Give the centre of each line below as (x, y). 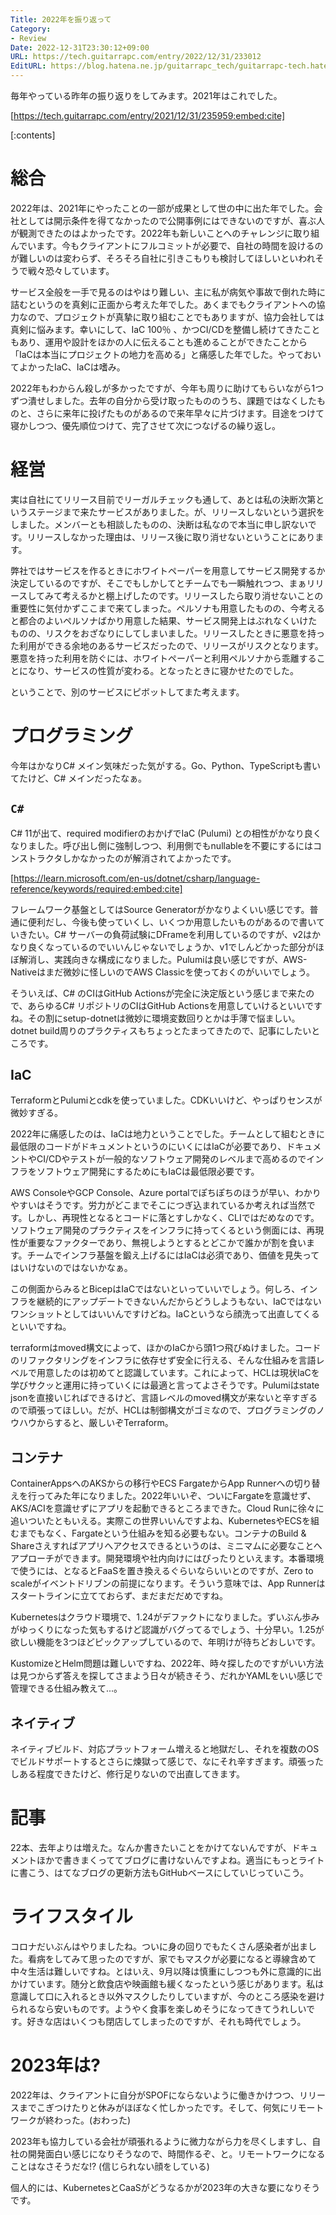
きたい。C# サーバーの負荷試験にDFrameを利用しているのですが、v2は (165, 934)
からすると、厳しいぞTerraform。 (105, 1423)
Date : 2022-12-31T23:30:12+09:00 (80, 47)
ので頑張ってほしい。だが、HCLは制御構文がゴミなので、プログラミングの (163, 1410)
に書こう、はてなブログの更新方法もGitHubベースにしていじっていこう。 (160, 1872)
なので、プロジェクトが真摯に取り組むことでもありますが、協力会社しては (171, 317)
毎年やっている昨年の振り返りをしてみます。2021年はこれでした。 (146, 95)
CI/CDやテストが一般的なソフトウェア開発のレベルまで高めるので (171, 1159)
